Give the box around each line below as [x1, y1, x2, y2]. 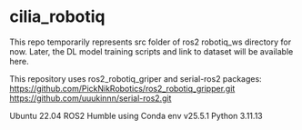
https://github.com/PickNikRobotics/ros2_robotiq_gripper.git [9, 83, 236, 94]
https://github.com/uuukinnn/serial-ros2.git [9, 93, 172, 104]
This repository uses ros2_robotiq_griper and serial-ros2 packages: [9, 73, 262, 84]
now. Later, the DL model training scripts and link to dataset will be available [9, 45, 294, 56]
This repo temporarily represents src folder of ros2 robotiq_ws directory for [9, 36, 292, 47]
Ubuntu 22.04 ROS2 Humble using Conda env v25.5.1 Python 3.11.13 [9, 110, 263, 121]
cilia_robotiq [9, 6, 106, 27]
